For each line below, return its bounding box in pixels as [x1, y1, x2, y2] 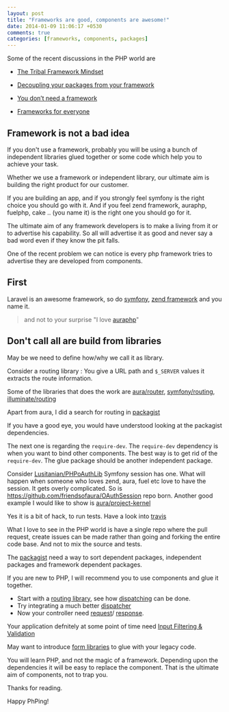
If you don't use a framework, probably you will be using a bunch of [7, 145, 198, 154]
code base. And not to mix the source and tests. [7, 539, 142, 548]
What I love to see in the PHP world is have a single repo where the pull [7, 525, 208, 533]
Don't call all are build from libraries [7, 335, 162, 347]
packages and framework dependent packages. [7, 560, 142, 569]
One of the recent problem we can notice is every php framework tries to [7, 249, 213, 258]
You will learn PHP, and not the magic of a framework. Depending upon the [7, 656, 219, 664]
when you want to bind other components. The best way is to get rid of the [7, 449, 218, 457]
